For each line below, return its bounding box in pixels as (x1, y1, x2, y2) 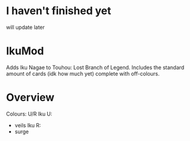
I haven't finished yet (6, 4, 112, 18)
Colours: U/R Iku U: (6, 110, 53, 117)
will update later (6, 24, 45, 31)
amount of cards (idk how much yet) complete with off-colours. (6, 70, 160, 77)
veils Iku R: (14, 122, 41, 129)
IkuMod (6, 44, 44, 58)
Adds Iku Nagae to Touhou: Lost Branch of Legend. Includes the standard (6, 64, 185, 71)
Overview (6, 91, 55, 104)
